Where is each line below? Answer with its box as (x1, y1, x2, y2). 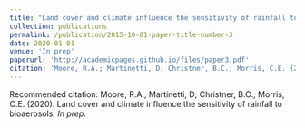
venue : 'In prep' (9, 47, 75, 56)
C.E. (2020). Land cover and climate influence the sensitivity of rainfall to (9, 98, 283, 109)
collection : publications (9, 22, 107, 31)
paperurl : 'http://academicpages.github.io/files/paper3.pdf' (9, 55, 250, 64)
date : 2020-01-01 (9, 38, 75, 48)
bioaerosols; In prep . (9, 108, 86, 119)
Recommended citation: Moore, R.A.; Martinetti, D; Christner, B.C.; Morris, (9, 88, 285, 100)
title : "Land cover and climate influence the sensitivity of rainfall (9, 13, 286, 23)
